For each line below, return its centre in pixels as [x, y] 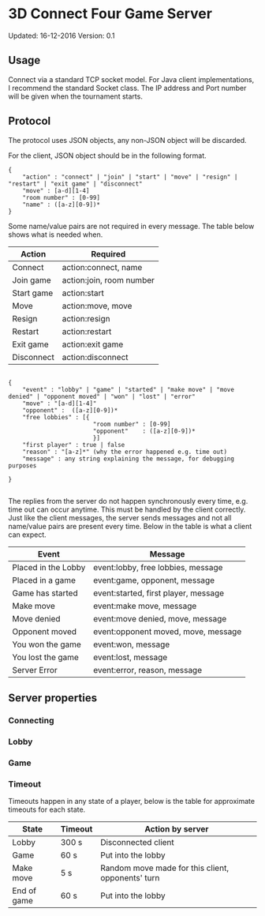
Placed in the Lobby [49, 567]
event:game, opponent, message [154, 580]
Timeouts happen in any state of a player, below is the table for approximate [131, 801]
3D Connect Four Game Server [110, 14]
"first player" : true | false [74, 445]
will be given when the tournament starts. [76, 96]
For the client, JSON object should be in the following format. [107, 156]
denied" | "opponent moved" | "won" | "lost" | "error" [102, 396]
